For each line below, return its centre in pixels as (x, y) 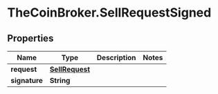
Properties (30, 38)
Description (116, 58)
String (60, 81)
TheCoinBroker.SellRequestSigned (109, 13)
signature (27, 81)
